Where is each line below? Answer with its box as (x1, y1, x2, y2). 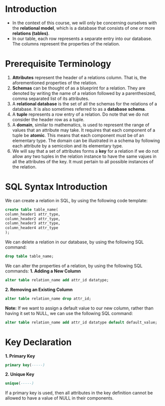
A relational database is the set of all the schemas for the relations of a (12, 100, 158, 107)
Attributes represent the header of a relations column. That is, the (12, 74, 147, 80)
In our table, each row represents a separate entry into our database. (12, 36, 153, 42)
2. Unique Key (5, 371, 34, 377)
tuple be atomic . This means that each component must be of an (12, 132, 144, 138)
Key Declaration (5, 336, 72, 348)
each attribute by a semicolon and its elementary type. (12, 142, 123, 149)
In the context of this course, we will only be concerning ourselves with (12, 20, 157, 26)
